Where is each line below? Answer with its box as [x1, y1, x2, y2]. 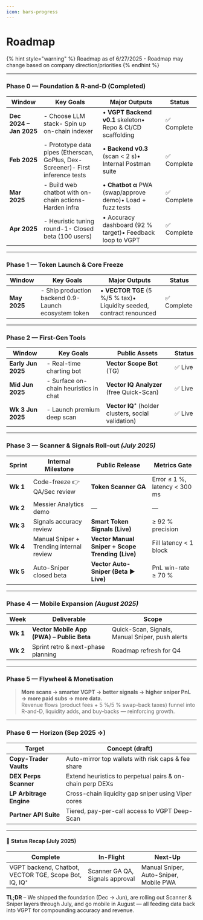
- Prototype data [43, 140, 92, 149]
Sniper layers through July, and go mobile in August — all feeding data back [6, 900, 195, 907]
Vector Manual [91, 534, 135, 543]
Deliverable [52, 615, 86, 623]
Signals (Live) [91, 525, 132, 533]
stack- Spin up [43, 119, 86, 128]
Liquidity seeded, [100, 301, 149, 310]
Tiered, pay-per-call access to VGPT [65, 806, 172, 815]
